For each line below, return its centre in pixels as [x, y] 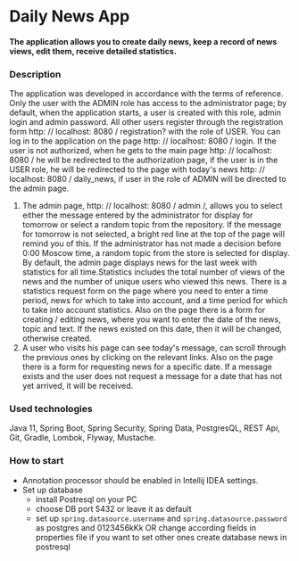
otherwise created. [57, 338]
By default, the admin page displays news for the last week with [139, 263]
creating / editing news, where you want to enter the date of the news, [151, 319]
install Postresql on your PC [86, 499]
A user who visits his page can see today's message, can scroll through [154, 348]
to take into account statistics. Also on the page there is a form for [144, 310]
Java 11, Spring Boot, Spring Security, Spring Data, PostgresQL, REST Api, [145, 428]
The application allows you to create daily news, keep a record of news [143, 41]
